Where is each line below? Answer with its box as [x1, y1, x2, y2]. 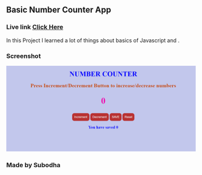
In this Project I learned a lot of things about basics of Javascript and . [6, 36, 180, 44]
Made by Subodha [6, 161, 61, 170]
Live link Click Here [6, 23, 64, 31]
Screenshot [6, 51, 41, 60]
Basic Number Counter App [6, 5, 111, 15]
